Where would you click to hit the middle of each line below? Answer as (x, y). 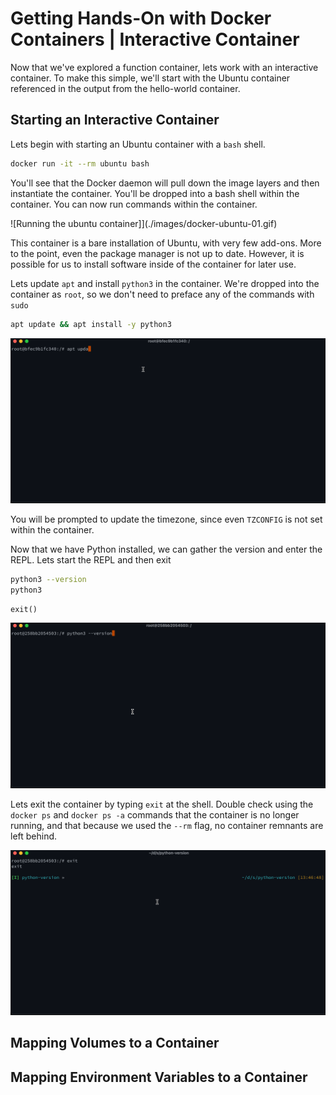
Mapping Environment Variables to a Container (159, 1077)
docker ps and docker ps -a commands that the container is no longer (155, 814)
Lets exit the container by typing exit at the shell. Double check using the (162, 804)
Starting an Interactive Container (115, 120)
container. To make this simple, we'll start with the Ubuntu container (150, 78)
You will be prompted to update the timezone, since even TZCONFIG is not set (166, 519)
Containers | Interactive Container (155, 39)
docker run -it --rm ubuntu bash (80, 163)
